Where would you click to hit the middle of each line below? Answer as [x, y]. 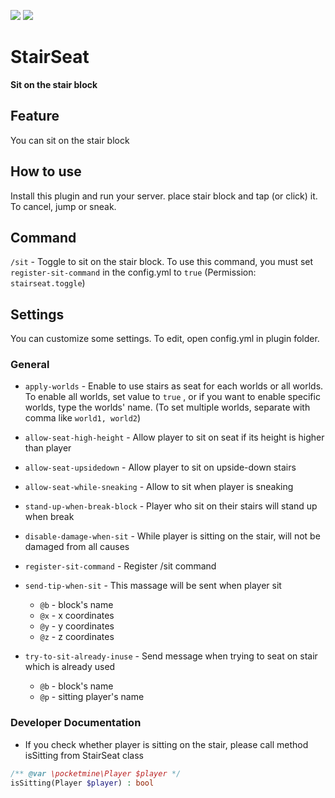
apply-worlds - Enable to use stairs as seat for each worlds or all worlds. [174, 386]
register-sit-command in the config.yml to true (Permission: [133, 272]
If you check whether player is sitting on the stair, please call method [166, 744]
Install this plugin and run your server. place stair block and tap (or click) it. [164, 196]
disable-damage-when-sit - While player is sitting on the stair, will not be [172, 536]
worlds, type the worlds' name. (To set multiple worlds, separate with [167, 407]
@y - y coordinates [77, 626]
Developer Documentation [76, 723]
